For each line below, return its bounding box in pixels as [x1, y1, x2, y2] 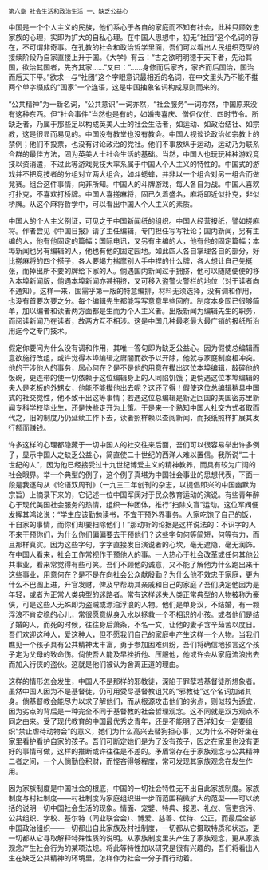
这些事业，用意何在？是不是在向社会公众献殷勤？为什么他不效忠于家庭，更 [8, 570, 253, 579]
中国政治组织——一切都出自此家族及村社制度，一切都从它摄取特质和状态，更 [8, 824, 260, 832]
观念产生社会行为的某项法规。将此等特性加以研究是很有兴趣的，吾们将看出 [8, 844, 253, 852]
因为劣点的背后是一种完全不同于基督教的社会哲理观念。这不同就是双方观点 [8, 706, 253, 716]
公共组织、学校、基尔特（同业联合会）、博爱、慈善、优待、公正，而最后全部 [8, 813, 257, 823]
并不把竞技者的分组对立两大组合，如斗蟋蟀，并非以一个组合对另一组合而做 [14, 169, 260, 178]
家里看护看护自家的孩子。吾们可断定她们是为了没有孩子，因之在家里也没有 [8, 737, 253, 745]
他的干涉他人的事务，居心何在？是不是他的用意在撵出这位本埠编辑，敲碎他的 [8, 363, 260, 372]
